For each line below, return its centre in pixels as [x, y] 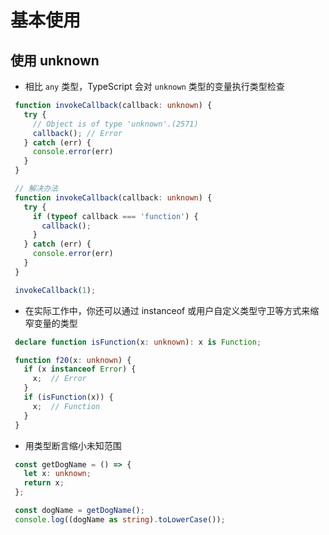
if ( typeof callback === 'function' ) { [115, 216]
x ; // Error [59, 379]
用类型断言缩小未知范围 [73, 445]
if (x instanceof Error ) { [80, 369]
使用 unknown [55, 60]
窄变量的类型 [51, 323]
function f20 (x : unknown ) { [73, 360]
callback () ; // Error [77, 133]
